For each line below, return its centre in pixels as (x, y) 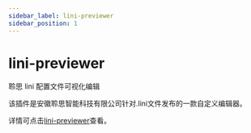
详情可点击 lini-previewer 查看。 (60, 121)
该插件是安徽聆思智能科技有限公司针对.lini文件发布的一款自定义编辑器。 (128, 104)
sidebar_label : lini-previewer (61, 16)
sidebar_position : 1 (43, 23)
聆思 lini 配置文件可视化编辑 (54, 86)
